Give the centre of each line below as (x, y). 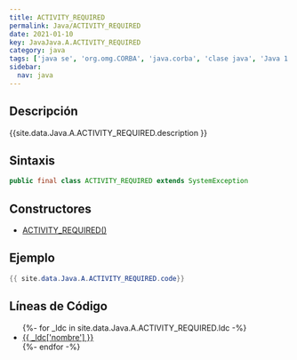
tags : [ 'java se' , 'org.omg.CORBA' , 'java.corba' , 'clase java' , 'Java (144, 59)
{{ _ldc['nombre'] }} (58, 337)
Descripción (44, 112)
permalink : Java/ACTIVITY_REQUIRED (75, 26)
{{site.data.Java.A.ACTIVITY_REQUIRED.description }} (108, 132)
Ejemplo (32, 258)
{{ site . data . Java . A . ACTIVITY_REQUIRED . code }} (97, 278)
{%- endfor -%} (51, 347)
